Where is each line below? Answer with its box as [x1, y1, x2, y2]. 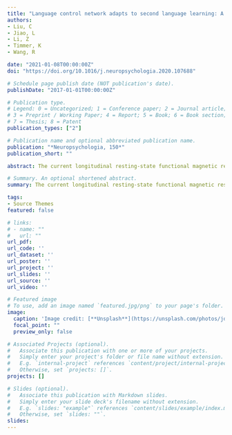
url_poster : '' [7, 258, 51, 265]
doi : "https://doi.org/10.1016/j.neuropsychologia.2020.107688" [7, 67, 196, 75]
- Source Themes [7, 201, 54, 207]
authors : [7, 17, 32, 24]
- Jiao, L [7, 29, 36, 37]
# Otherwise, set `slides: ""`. [7, 411, 107, 418]
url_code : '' [7, 245, 45, 252]
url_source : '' [7, 277, 51, 284]
